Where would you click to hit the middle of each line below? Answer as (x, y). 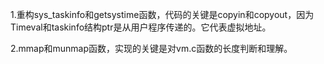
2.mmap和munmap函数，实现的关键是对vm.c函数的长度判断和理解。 (151, 48)
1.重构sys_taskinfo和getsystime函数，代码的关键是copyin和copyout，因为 (162, 14)
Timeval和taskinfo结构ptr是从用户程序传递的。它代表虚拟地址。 (141, 27)
